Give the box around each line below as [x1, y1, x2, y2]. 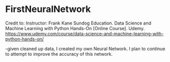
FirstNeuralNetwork [5, 3, 91, 15]
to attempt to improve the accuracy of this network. [5, 51, 113, 57]
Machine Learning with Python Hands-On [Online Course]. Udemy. [5, 25, 145, 31]
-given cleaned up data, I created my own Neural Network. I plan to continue [5, 45, 165, 51]
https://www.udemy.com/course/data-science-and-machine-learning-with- [5, 30, 164, 36]
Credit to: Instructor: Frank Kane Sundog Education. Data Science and [5, 20, 151, 26]
